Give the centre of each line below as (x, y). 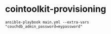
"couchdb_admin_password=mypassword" (44, 26)
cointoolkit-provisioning (56, 9)
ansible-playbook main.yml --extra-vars (47, 22)
